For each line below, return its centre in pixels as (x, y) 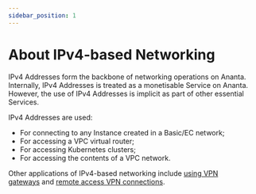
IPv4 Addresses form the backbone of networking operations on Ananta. (127, 77)
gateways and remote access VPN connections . (87, 181)
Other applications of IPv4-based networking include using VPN (113, 173)
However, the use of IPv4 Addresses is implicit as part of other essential (126, 93)
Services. (24, 102)
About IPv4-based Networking (112, 54)
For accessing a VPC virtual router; (77, 141)
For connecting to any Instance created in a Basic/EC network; (122, 132)
